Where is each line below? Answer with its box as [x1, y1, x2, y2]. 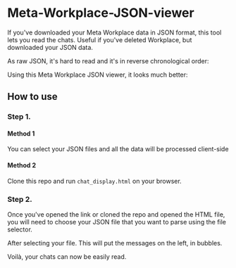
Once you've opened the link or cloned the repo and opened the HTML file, [7, 210, 225, 219]
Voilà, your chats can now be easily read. [7, 252, 127, 261]
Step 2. [7, 194, 33, 204]
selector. [7, 225, 33, 234]
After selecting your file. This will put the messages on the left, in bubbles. [7, 238, 223, 247]
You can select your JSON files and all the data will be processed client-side [7, 145, 229, 153]
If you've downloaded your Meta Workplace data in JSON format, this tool [7, 28, 222, 37]
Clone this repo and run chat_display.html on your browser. [7, 177, 182, 185]
